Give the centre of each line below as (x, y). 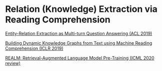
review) (13, 63)
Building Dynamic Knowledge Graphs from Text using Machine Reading (79, 43)
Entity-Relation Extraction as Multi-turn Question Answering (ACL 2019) (79, 33)
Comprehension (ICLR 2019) (34, 48)
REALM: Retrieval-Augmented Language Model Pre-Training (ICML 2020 (80, 58)
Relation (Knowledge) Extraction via (81, 9)
